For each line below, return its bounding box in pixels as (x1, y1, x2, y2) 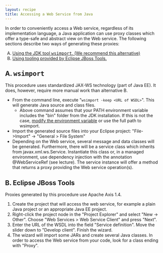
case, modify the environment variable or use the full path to (19, 118, 142, 124)
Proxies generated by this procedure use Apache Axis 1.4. (5, 191, 122, 198)
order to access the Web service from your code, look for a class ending (12, 237, 159, 243)
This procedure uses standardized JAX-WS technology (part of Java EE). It (5, 83, 156, 88)
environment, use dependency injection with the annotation (12, 154, 132, 160)
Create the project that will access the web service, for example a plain (12, 201, 156, 207)
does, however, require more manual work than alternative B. (5, 87, 128, 93)
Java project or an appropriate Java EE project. (12, 206, 108, 212)
